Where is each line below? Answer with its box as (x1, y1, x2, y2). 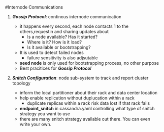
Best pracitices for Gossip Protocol (19, 65, 92, 71)
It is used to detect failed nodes (19, 49, 84, 55)
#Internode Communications (5, 4, 63, 10)
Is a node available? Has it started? (27, 34, 98, 40)
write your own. (19, 121, 52, 127)
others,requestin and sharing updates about (19, 29, 109, 34)
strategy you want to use (19, 111, 70, 117)
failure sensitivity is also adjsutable (27, 55, 98, 61)
